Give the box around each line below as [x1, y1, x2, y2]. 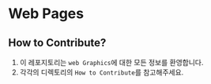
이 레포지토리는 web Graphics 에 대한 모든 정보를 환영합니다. [19, 58, 204, 67]
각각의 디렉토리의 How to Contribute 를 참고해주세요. [19, 68, 184, 77]
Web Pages [8, 5, 85, 23]
